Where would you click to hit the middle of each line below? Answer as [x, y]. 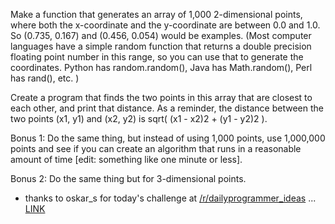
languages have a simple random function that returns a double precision [161, 46]
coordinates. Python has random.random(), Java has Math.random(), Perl [161, 67]
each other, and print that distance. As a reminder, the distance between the [167, 108]
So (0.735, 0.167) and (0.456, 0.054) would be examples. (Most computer [161, 35]
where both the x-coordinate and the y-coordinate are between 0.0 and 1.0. [165, 25]
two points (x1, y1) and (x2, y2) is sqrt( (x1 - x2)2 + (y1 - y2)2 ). [139, 118]
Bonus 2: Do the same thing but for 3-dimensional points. [128, 178]
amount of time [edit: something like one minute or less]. [126, 159]
